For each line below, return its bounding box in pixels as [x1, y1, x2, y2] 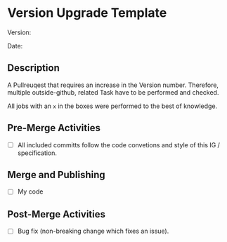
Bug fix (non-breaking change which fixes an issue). [17, 227, 169, 236]
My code [17, 187, 44, 196]
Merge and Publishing [7, 169, 105, 181]
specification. [17, 149, 58, 157]
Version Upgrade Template [7, 5, 167, 21]
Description [7, 62, 60, 74]
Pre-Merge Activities [7, 122, 100, 134]
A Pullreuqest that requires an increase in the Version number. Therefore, [7, 81, 219, 89]
